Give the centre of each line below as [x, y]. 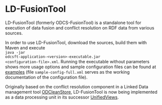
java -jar [15, 52]
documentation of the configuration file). [46, 77]
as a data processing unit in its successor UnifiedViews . [62, 97]
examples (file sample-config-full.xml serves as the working [67, 72]
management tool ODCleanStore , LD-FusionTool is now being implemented [81, 92]
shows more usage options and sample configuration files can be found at [81, 67]
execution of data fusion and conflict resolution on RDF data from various [80, 27]
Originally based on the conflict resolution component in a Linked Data [77, 86]
